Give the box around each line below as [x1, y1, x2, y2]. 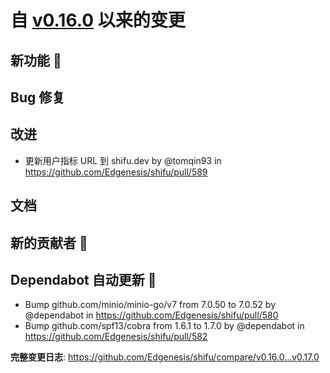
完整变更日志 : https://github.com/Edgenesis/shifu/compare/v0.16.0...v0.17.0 [10, 351, 320, 363]
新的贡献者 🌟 [10, 234, 88, 251]
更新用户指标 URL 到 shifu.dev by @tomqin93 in [24, 154, 222, 166]
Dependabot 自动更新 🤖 [10, 271, 157, 288]
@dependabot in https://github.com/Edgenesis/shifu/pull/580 [24, 309, 279, 321]
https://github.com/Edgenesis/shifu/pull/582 [24, 331, 208, 343]
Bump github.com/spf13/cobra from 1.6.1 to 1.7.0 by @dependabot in [24, 320, 305, 332]
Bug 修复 [10, 89, 66, 106]
